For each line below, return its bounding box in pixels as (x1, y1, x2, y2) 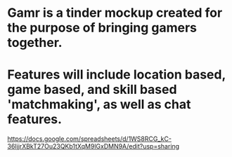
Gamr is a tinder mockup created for (7, 5, 223, 21)
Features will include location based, (7, 67, 226, 83)
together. (7, 35, 63, 50)
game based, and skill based (7, 82, 177, 97)
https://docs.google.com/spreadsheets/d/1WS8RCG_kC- (7, 135, 172, 143)
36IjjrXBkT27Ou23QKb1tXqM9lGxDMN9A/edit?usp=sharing (7, 142, 180, 151)
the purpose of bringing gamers (7, 20, 198, 36)
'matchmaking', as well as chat (7, 97, 191, 113)
